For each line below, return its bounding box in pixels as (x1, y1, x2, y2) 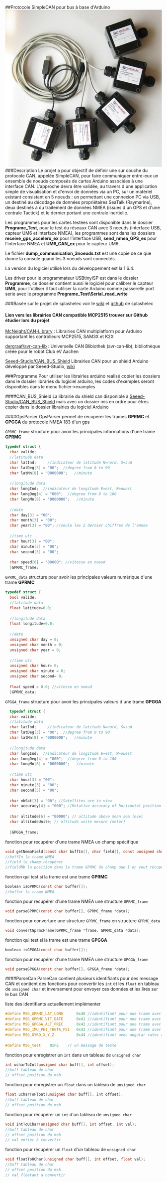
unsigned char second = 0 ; (9, 674, 64, 679)
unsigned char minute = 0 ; (9, 669, 66, 674)
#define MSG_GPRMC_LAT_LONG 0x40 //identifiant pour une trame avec (5, 1012, 162, 1016)
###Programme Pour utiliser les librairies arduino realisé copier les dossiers (5, 373, 161, 379)
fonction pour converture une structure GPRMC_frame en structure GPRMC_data (5, 917, 161, 924)
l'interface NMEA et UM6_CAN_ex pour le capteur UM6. (5, 241, 120, 246)
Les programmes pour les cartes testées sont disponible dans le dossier (5, 219, 153, 225)
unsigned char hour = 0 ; (9, 663, 59, 669)
